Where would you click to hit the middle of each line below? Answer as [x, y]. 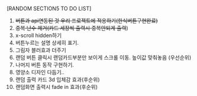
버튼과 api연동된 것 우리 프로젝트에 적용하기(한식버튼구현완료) [87, 21]
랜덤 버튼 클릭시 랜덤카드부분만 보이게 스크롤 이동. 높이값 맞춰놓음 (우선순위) [103, 57]
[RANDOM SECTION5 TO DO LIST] [49, 9]
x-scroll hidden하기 [38, 35]
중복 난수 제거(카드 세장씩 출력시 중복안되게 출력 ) [72, 28]
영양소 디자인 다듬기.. [40, 72]
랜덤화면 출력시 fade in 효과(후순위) [56, 87]
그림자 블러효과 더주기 [41, 50]
